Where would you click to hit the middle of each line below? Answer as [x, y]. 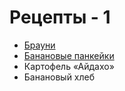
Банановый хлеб [59, 77]
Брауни [39, 45]
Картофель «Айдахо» [69, 66]
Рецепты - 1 [60, 17]
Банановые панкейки [69, 55]
